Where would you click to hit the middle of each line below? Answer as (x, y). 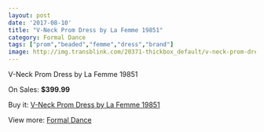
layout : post (29, 15)
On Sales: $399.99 (39, 90)
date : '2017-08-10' (40, 23)
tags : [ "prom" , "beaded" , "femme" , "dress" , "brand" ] (91, 45)
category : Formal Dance (47, 37)
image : (19, 52)
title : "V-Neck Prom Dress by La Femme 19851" (86, 30)
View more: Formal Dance (50, 120)
